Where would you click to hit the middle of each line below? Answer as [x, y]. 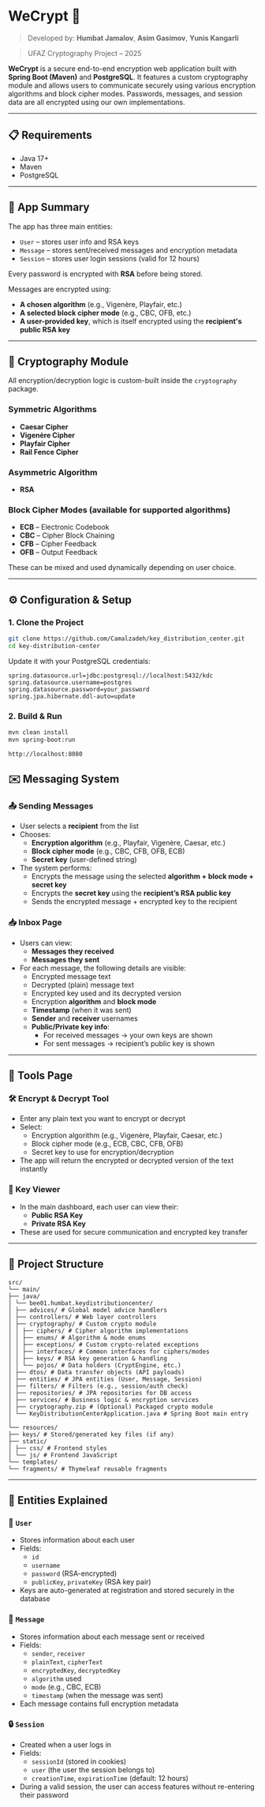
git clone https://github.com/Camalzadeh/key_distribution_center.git [127, 639]
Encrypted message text [71, 976]
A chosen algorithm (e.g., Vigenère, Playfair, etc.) [101, 304]
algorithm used [56, 1678]
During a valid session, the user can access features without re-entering [137, 1786]
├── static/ [28, 1441]
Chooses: [35, 834]
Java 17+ [34, 158]
